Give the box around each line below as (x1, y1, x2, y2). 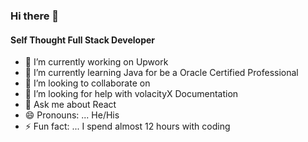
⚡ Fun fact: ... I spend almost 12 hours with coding (24, 120, 231, 133)
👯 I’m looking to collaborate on (24, 77, 151, 89)
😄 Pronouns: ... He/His (24, 109, 120, 121)
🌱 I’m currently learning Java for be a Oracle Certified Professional (24, 67, 299, 79)
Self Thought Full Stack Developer (10, 34, 156, 46)
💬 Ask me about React (24, 99, 117, 111)
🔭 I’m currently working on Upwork (24, 56, 169, 68)
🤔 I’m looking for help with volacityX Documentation (24, 88, 239, 100)
